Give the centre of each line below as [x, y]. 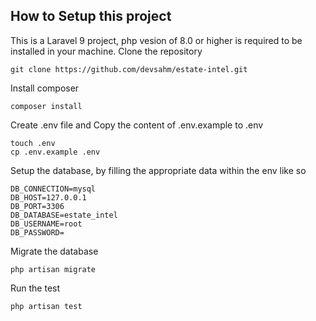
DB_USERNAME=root [46, 224]
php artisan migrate [53, 269]
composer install [46, 106]
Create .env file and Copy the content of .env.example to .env [137, 125]
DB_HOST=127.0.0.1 [48, 197]
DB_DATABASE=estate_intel [64, 215]
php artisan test [46, 306]
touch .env [33, 143]
